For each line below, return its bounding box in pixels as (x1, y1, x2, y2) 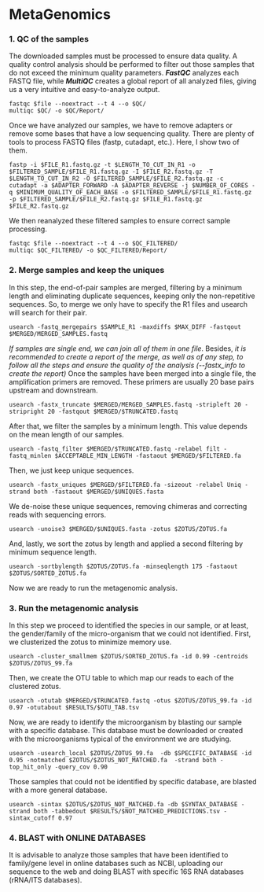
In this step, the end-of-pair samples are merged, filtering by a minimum (9, 282, 243, 292)
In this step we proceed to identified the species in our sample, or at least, (9, 621, 249, 630)
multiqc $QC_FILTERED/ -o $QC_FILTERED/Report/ (9, 246, 168, 255)
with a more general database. (9, 785, 108, 795)
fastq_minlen (9, 452, 52, 459)
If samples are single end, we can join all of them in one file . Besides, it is (9, 344, 247, 353)
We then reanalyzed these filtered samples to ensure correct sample (9, 216, 231, 226)
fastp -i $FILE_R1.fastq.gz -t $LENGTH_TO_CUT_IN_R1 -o (9, 161, 196, 169)
